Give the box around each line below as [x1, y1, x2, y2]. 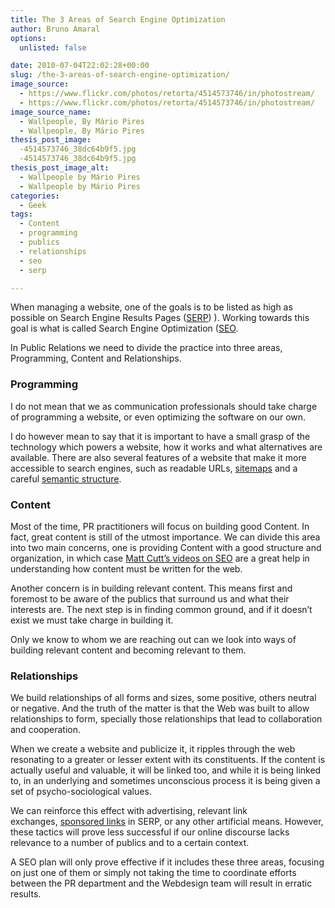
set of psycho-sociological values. [10, 786, 152, 798]
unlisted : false [19, 42, 87, 53]
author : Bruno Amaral [10, 24, 101, 34]
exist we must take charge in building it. [10, 614, 174, 626]
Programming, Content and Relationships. [10, 352, 182, 365]
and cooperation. [10, 724, 81, 736]
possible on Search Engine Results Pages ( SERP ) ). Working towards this [10, 312, 310, 324]
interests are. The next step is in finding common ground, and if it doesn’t [10, 603, 313, 615]
